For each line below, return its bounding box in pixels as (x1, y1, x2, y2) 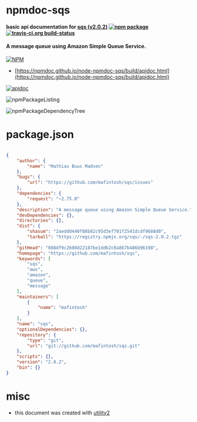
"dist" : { (16, 223, 41, 229)
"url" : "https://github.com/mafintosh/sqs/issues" (27, 180, 154, 186)
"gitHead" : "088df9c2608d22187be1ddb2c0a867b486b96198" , (16, 245, 159, 251)
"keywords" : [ (16, 256, 51, 262)
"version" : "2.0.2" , (16, 359, 67, 365)
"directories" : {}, (16, 218, 64, 224)
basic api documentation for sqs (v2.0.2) (6, 23, 108, 30)
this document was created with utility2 (14, 409, 110, 416)
